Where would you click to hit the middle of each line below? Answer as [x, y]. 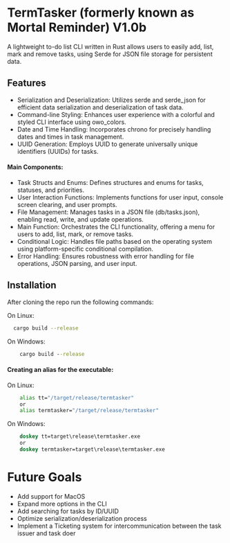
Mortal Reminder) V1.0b [77, 27]
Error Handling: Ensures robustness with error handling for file [106, 256]
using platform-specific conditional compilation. [85, 249]
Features [27, 83]
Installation [32, 285]
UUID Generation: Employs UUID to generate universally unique [107, 144]
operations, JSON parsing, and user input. [77, 263]
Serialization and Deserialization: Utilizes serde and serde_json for [111, 100]
